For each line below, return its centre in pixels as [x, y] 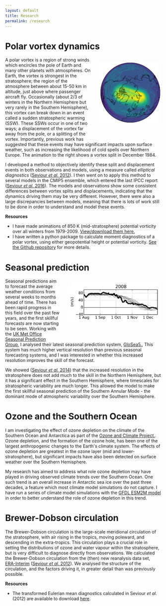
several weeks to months [30, 297]
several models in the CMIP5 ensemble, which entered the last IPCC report [81, 180]
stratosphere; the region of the [36, 81]
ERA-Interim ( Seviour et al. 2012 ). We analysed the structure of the [73, 564]
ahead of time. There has [31, 302]
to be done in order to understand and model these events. [65, 207]
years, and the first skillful [31, 318]
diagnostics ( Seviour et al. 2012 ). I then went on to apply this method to [78, 175]
